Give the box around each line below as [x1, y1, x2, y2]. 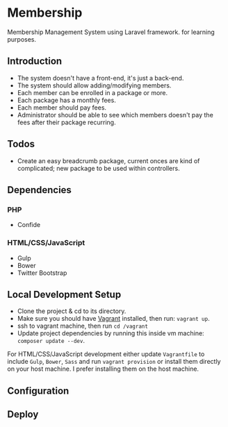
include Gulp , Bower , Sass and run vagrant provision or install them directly [7, 358, 221, 366]
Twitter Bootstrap [17, 269, 67, 277]
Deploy [7, 408, 39, 421]
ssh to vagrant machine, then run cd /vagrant [17, 321, 148, 330]
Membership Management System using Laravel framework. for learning [7, 28, 215, 36]
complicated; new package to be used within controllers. [17, 164, 180, 172]
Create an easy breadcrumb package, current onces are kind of [17, 156, 200, 165]
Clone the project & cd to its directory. [17, 307, 127, 315]
